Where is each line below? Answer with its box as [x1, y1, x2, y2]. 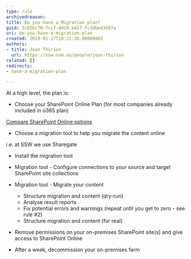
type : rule [6, 8, 33, 15]
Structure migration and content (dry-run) [23, 192, 124, 199]
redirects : [6, 63, 33, 69]
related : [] [6, 57, 35, 63]
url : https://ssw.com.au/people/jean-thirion [11, 52, 124, 58]
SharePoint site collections [14, 170, 79, 177]
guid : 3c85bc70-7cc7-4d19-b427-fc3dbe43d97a [6, 25, 116, 31]
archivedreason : [6, 14, 46, 20]
